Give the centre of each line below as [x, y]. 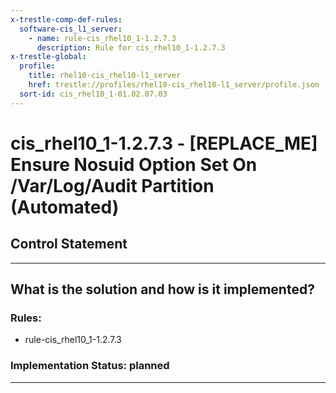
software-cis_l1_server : [71, 29]
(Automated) [65, 207]
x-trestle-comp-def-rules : [66, 19]
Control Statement [69, 244]
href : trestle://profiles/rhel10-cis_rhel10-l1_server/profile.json [174, 85]
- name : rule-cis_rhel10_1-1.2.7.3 [102, 38]
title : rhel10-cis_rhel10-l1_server [105, 76]
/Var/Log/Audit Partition [112, 185]
